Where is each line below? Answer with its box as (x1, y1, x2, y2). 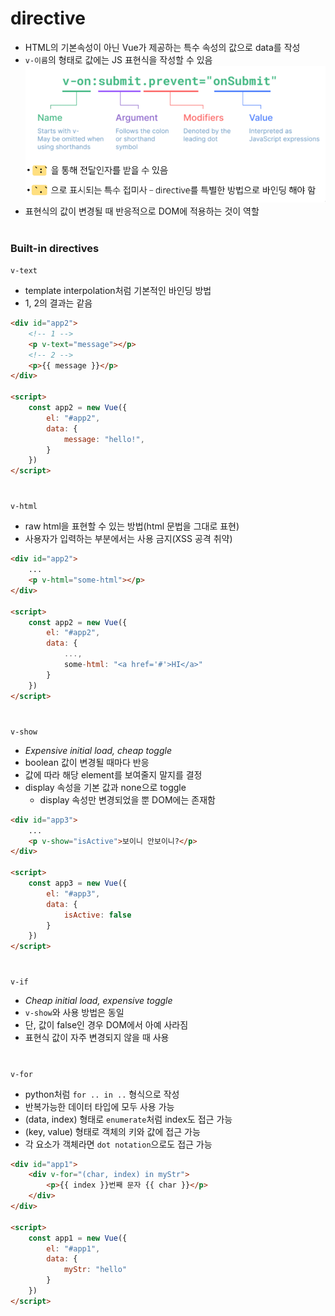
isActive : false (63, 910, 132, 920)
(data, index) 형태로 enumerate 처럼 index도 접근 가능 (24, 1113, 233, 1125)
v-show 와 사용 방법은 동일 (24, 1007, 125, 1019)
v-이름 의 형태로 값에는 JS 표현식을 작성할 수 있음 (24, 53, 213, 66)
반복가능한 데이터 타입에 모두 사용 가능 (24, 1100, 175, 1112)
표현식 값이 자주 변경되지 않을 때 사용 (24, 1032, 170, 1044)
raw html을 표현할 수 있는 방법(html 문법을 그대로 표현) (24, 520, 240, 532)
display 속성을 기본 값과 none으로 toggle (24, 781, 187, 793)
